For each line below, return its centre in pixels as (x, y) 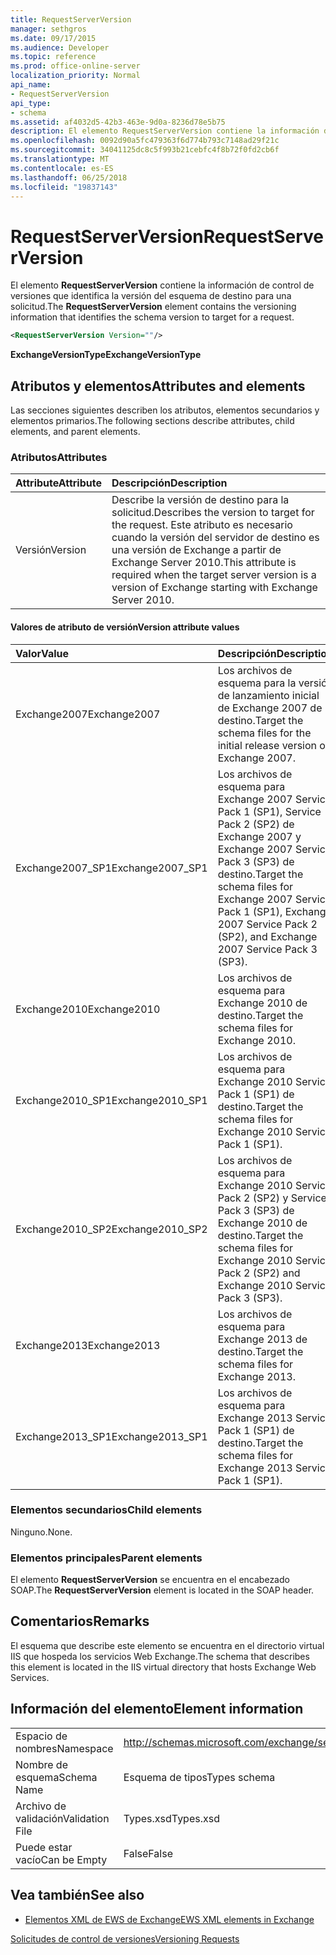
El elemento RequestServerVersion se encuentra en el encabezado (150, 1580)
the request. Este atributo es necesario (202, 525)
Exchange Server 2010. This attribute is (204, 563)
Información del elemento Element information (157, 1709)
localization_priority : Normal (75, 76)
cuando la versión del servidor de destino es (215, 538)
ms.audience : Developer (60, 47)
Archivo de (41, 1806)
